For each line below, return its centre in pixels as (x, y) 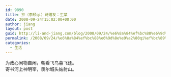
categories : (18, 43)
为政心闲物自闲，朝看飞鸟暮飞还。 (41, 63)
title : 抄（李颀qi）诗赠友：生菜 (36, 15)
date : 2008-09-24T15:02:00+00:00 (41, 19)
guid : (11, 33)
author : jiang (20, 24)
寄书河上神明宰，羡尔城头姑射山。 (41, 69)
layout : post (19, 29)
